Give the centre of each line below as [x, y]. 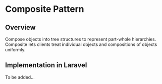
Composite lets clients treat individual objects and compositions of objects [81, 44]
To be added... [20, 77]
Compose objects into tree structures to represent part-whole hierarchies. [81, 39]
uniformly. [15, 50]
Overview [21, 27]
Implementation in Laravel [46, 65]
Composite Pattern [45, 9]
